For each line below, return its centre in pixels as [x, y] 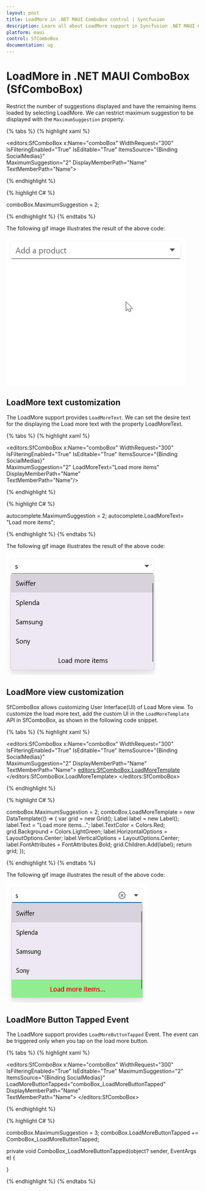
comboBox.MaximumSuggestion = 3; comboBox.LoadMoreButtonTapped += [103, 1133]
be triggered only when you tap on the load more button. [77, 1041]
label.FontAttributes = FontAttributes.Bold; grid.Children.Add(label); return [99, 844]
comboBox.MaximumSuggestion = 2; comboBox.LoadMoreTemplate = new [101, 812]
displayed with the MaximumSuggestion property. [66, 119]
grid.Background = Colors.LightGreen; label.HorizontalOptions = [87, 831]
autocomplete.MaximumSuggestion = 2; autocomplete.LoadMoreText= [95, 516]
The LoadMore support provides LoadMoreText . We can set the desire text [99, 417]
